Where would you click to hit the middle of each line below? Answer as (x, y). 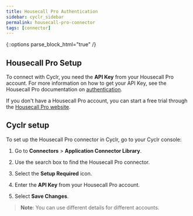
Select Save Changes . (42, 196)
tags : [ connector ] (28, 28)
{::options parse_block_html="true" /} (51, 44)
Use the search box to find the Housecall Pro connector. (82, 162)
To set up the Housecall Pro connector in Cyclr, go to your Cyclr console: (94, 139)
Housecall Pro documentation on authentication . (64, 90)
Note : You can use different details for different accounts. (90, 207)
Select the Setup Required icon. (53, 173)
